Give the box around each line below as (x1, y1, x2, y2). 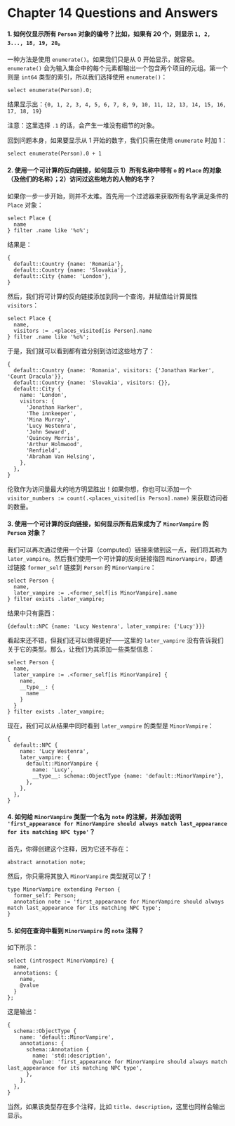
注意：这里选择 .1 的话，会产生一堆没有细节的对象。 (7, 121, 159, 129)
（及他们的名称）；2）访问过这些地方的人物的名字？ (7, 175, 156, 183)
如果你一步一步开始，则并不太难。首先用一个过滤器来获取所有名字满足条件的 (7, 191, 229, 200)
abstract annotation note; (7, 859, 86, 866)
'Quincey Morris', (25, 434, 80, 441)
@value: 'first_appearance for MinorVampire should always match (32, 1058, 228, 1065)
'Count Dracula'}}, (7, 373, 65, 380)
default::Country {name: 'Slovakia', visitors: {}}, (13, 379, 171, 386)
